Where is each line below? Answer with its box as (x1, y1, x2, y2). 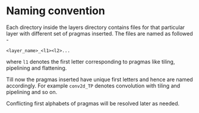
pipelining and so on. (6, 88, 58, 95)
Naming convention (6, 4, 105, 18)
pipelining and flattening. (6, 64, 67, 72)
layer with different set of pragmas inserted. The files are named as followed (6, 30, 193, 37)
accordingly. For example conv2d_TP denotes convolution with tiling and (6, 82, 181, 89)
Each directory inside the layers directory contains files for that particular (6, 24, 185, 31)
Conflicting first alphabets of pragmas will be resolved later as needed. (6, 99, 180, 107)
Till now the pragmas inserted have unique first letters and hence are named (6, 76, 193, 83)
